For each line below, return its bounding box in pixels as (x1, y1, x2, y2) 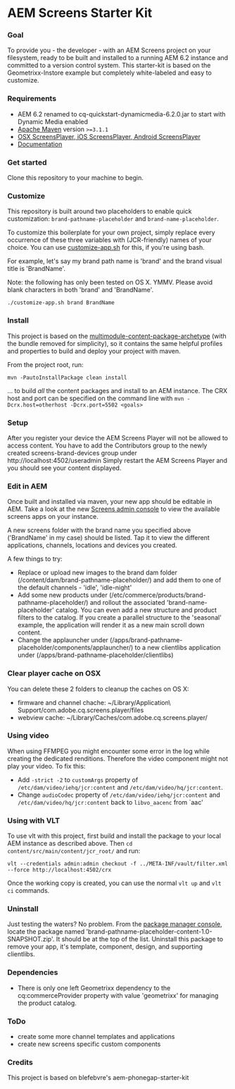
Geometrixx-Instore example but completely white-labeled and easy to (7, 68, 212, 77)
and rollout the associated (89, 598, 165, 607)
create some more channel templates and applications (17, 1033, 175, 1041)
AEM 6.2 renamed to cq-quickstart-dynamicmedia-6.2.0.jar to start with (17, 109, 227, 118)
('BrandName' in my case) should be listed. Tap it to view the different (7, 534, 210, 542)
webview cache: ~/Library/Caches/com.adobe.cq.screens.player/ (17, 713, 208, 721)
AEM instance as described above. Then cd (7, 839, 133, 848)
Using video (7, 730, 49, 740)
